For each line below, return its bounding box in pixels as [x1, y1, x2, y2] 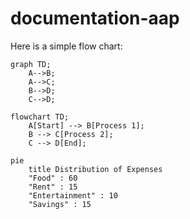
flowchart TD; [10, 112, 70, 122]
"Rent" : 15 [28, 182, 78, 192]
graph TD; [10, 59, 52, 69]
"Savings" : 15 [28, 199, 92, 209]
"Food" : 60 [28, 173, 78, 183]
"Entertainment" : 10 [28, 190, 118, 201]
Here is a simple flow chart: [10, 40, 123, 52]
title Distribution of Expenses [28, 164, 163, 174]
